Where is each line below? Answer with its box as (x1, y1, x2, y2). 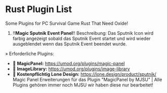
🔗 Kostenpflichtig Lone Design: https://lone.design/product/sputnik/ (12, 71, 156, 77)
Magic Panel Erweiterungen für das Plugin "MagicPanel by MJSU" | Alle (12, 76, 162, 82)
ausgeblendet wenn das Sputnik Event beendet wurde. (12, 40, 127, 46)
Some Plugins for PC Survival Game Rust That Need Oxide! (5, 20, 128, 26)
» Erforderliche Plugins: (5, 51, 54, 57)
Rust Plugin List (5, 4, 72, 15)
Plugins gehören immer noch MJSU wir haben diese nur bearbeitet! (12, 82, 153, 88)
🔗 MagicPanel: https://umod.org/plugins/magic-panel (12, 60, 125, 66)
